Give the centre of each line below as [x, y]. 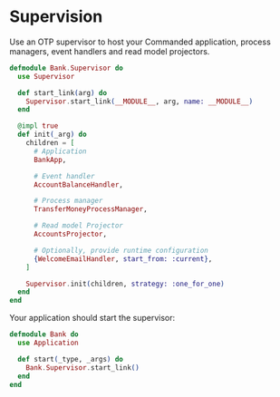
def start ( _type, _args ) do [71, 359]
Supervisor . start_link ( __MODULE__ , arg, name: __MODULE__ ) [140, 102]
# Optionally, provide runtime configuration [121, 250]
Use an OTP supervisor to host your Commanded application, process [140, 42]
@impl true [38, 126]
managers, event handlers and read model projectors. [110, 51]
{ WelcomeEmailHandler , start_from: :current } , [123, 259]
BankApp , [50, 160]
